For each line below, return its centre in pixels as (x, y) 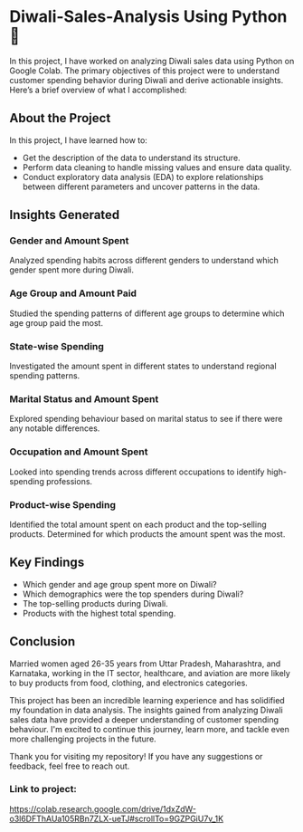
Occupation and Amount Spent (79, 452)
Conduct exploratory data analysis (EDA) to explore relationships (143, 177)
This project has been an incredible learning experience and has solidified (147, 700)
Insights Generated (65, 215)
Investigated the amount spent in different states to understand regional (143, 366)
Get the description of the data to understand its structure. (132, 158)
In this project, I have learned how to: (78, 140)
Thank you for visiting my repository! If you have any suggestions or (136, 756)
